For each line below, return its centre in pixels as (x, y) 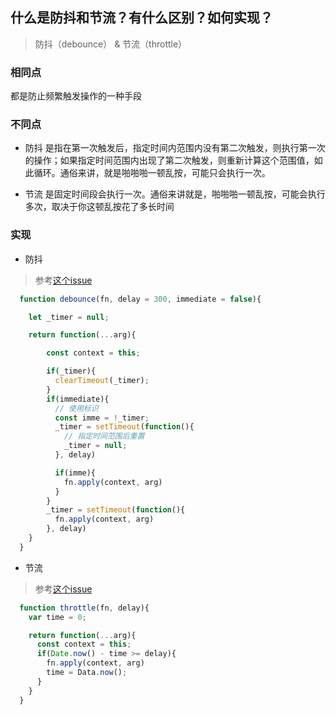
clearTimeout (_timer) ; (102, 381)
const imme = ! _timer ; (102, 418)
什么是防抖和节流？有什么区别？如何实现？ (141, 18)
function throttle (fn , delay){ (84, 608)
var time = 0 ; (57, 617)
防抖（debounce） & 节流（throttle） (111, 44)
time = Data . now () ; (87, 673)
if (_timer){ (71, 371)
